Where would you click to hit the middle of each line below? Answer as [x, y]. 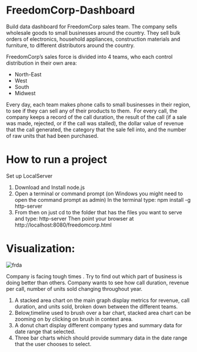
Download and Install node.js [50, 187]
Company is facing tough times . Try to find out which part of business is [94, 276]
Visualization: [41, 249]
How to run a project [57, 160]
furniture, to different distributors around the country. [71, 45]
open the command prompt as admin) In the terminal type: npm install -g [103, 200]
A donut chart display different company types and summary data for [98, 325]
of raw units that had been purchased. [52, 135]
